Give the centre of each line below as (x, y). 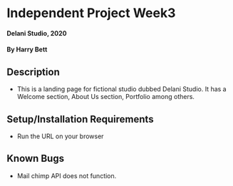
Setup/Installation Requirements (80, 119)
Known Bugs (36, 159)
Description (33, 72)
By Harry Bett (27, 50)
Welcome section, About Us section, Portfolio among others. (106, 97)
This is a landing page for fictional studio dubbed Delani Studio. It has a (121, 89)
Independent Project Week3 (91, 13)
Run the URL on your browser (60, 136)
